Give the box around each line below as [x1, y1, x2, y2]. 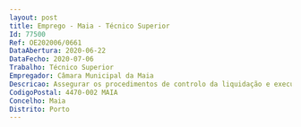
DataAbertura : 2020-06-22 [9, 47, 106, 55]
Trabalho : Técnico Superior [9, 63, 115, 72]
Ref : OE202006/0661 [9, 38, 82, 47]
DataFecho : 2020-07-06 [9, 55, 94, 63]
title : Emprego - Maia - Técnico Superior [9, 21, 170, 30]
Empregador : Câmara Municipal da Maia [9, 72, 154, 80]
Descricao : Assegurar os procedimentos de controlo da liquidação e [9, 80, 271, 89]
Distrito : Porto [9, 105, 70, 114]
